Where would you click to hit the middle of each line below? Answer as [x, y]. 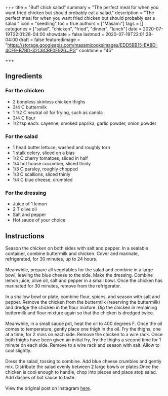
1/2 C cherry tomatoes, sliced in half [50, 158]
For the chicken [25, 91]
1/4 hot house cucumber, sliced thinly [52, 163]
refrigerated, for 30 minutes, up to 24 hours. [51, 259]
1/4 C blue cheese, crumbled [43, 179]
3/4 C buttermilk [30, 107]
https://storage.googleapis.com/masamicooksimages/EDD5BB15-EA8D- [82, 45]
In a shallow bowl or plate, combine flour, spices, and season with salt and [83, 297]
